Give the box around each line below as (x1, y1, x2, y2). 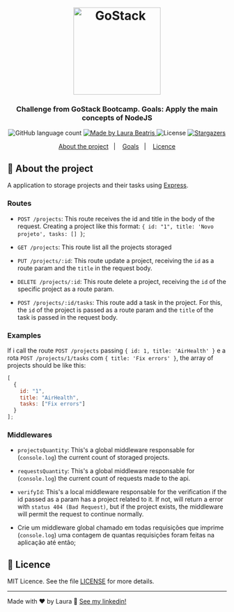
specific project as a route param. (17, 285, 115, 293)
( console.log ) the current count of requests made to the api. (17, 475, 191, 483)
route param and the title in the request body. (17, 264, 153, 272)
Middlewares (7, 430, 52, 440)
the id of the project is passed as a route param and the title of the (17, 306, 214, 314)
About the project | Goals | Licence (58, 142, 176, 151)
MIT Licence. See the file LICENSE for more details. (7, 577, 155, 585)
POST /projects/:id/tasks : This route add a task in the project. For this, (17, 298, 223, 306)
